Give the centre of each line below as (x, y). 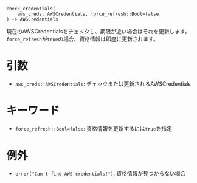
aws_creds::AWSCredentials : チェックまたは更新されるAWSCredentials (103, 84)
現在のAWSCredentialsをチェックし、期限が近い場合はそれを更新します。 (98, 31)
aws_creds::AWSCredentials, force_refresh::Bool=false (88, 14)
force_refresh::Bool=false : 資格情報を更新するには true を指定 (93, 128)
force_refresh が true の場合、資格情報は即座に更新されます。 (83, 39)
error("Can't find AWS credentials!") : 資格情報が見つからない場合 (100, 173)
